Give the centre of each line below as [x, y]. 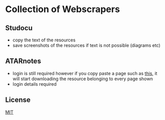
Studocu [19, 28]
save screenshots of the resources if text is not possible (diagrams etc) [86, 45]
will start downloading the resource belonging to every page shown [82, 79]
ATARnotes [23, 61]
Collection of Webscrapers [63, 9]
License [18, 100]
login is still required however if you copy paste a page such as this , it [85, 73]
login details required [35, 84]
